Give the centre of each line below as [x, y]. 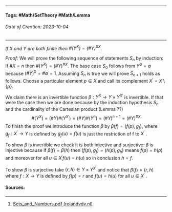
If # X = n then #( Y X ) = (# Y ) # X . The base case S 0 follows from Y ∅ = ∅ [78, 66]
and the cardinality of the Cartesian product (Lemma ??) [64, 109]
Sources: [15, 187]
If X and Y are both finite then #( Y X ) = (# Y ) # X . [54, 48]
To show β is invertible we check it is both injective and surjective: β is [79, 145]
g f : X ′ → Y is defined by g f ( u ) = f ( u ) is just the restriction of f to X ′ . [76, 134]
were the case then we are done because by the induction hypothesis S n [82, 103]
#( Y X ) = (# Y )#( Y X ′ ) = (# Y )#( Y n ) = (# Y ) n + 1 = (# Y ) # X [86, 118]
